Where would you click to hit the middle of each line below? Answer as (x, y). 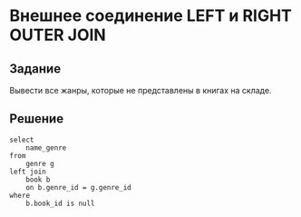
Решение (37, 119)
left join (28, 172)
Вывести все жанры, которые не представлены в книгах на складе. (141, 90)
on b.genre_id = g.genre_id (78, 187)
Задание (35, 69)
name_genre (46, 148)
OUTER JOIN (58, 35)
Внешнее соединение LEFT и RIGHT (151, 16)
